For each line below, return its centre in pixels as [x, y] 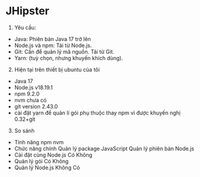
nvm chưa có [31, 100]
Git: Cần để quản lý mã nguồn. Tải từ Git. [64, 51]
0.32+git [25, 119]
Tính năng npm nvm [39, 142]
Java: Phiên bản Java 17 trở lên [52, 39]
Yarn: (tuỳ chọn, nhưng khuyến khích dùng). [69, 58]
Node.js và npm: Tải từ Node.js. [53, 45]
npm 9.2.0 [27, 94]
